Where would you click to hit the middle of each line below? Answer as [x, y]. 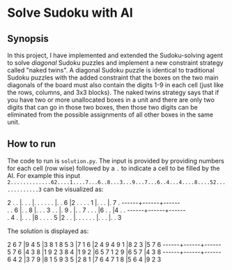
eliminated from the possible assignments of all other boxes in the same [110, 114]
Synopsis [28, 39]
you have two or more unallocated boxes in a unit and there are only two [111, 100]
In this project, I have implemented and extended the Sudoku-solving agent [115, 55]
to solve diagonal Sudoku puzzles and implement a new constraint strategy [115, 63]
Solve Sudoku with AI [70, 13]
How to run [32, 144]
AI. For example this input [44, 175]
